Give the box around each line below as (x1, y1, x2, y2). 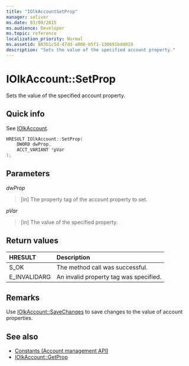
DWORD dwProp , (17, 141, 51, 147)
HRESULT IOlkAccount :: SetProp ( (6, 136, 83, 142)
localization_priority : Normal (6, 36, 83, 42)
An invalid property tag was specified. (56, 272, 162, 281)
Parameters (6, 169, 50, 179)
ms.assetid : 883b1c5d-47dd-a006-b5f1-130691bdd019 (6, 42, 133, 48)
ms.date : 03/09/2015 (6, 19, 57, 25)
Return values (6, 236, 59, 246)
